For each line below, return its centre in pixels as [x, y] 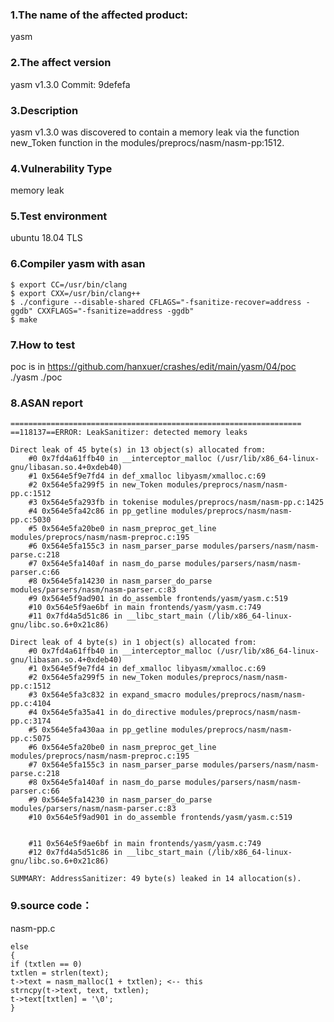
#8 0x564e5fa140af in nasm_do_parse [105, 783]
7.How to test [43, 345]
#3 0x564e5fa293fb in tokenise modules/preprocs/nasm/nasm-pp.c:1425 [176, 503]
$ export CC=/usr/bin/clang [69, 284]
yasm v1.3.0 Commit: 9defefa [70, 84]
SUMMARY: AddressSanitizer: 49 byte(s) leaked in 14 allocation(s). [156, 879]
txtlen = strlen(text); [60, 973]
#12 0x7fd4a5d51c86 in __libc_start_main [115, 853]
